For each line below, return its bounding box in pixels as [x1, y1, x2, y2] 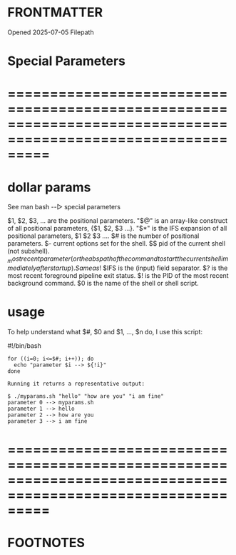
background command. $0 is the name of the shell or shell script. [7, 279, 200, 288]
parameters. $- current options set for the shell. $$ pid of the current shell [7, 239, 226, 248]
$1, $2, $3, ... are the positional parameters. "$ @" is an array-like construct [7, 216, 228, 225]
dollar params [7, 179, 91, 195]
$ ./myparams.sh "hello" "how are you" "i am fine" [7, 392, 164, 400]
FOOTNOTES [7, 535, 86, 551]
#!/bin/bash [7, 341, 41, 350]
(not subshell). [7, 247, 50, 256]
